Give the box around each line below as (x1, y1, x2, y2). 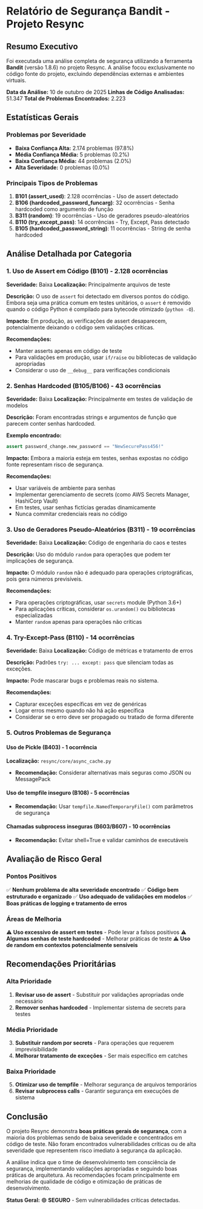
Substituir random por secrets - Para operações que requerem (15, 1039, 175, 1047)
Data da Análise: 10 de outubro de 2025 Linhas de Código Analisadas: (6, 89, 185, 95)
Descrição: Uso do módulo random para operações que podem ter (6, 551, 171, 558)
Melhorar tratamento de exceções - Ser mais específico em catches (15, 1052, 188, 1059)
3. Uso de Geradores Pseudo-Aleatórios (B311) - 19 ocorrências (6, 525, 196, 534)
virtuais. (6, 77, 27, 84)
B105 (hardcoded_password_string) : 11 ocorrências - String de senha (15, 224, 191, 232)
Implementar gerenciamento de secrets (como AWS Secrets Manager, (15, 491, 190, 498)
